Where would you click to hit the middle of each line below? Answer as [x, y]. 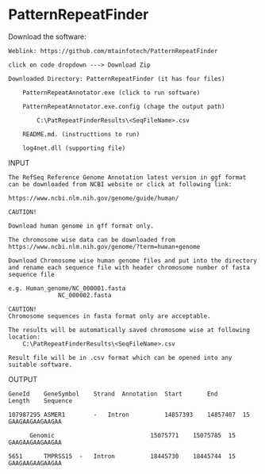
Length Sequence [40, 401]
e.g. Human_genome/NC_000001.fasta [67, 288]
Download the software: [48, 36]
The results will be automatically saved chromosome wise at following [129, 330]
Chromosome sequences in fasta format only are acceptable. [110, 316]
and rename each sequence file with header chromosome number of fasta [129, 267]
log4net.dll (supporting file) [74, 148]
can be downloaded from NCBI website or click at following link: [120, 184]
